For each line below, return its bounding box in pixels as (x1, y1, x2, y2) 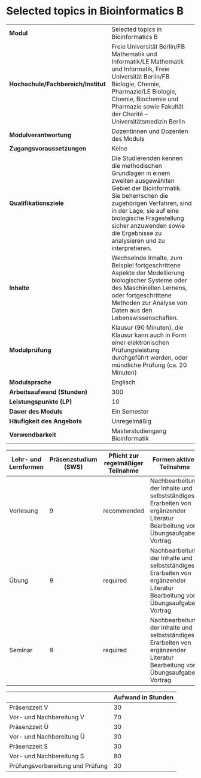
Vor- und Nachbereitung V (9, 713, 85, 721)
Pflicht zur (108, 451, 139, 460)
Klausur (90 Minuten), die (111, 323, 184, 331)
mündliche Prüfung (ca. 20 (111, 361, 187, 369)
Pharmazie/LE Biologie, (111, 87, 177, 95)
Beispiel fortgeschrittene (111, 261, 181, 269)
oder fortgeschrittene (111, 291, 172, 299)
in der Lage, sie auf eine (111, 206, 179, 215)
